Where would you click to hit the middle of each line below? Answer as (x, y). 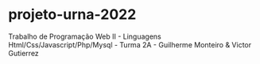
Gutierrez (24, 53)
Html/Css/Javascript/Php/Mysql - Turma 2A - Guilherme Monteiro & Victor (130, 44)
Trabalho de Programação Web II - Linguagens (85, 36)
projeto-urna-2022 (72, 15)
